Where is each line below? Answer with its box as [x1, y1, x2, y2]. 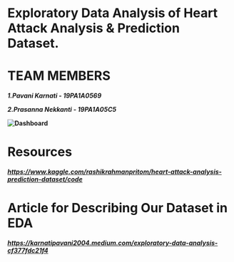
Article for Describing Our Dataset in [7, 200, 228, 216]
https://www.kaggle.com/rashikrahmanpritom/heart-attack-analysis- [7, 167, 223, 176]
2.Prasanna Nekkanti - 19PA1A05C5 [7, 105, 117, 114]
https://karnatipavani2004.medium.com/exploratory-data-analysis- [7, 239, 218, 247]
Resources [7, 144, 73, 160]
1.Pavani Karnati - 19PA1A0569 [7, 91, 102, 100]
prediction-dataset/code [7, 175, 83, 184]
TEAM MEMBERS [7, 68, 111, 84]
